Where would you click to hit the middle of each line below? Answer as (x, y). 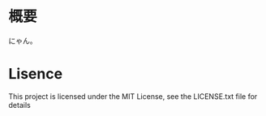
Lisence (36, 74)
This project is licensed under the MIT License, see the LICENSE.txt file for (133, 96)
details (19, 105)
